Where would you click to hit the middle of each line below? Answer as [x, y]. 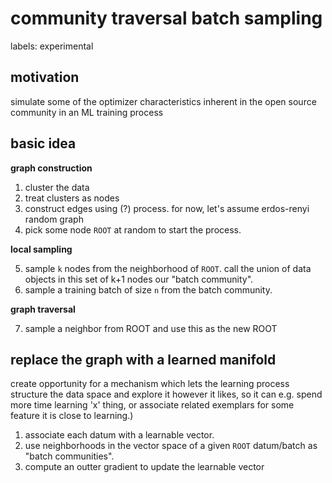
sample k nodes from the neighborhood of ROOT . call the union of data [168, 268]
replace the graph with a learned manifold [143, 359]
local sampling [41, 249]
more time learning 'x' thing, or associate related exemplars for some [152, 405]
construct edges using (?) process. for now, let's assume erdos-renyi [167, 208]
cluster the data [57, 187]
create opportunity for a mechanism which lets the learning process [150, 384]
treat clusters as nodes [72, 198]
